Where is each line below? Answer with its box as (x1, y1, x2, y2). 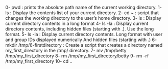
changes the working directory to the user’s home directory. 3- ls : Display (5, 15, 162, 21)
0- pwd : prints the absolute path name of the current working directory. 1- (5, 5, 162, 10)
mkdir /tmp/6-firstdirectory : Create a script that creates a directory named (5, 42, 163, 48)
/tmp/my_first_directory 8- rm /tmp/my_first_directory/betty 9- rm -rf (5, 53, 149, 59)
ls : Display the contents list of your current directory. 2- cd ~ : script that (5, 10, 159, 16)
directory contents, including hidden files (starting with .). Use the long (5, 26, 154, 32)
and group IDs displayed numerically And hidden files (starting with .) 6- (5, 37, 157, 43)
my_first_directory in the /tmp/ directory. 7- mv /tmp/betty (5, 48, 127, 53)
